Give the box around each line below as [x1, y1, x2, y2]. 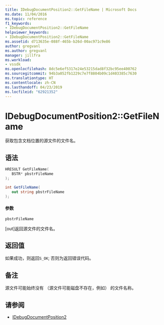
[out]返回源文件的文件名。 [5, 225, 58, 231]
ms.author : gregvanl [5, 48, 47, 53]
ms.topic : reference [5, 16, 47, 21]
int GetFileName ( [5, 185, 41, 190]
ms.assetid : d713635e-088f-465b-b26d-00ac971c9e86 [5, 39, 111, 44]
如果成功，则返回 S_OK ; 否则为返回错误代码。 [5, 255, 94, 261]
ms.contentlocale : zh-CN [5, 80, 56, 85]
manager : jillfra [5, 53, 41, 58]
